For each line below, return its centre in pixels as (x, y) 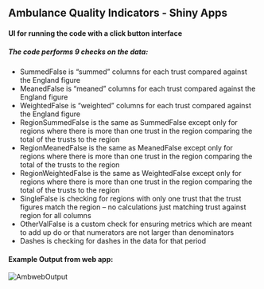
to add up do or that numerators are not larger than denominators (127, 232)
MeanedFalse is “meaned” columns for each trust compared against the (138, 88)
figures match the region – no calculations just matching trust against (133, 207)
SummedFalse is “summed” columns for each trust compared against (134, 72)
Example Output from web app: (61, 259)
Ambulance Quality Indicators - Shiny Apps (118, 13)
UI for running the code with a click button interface (95, 33)
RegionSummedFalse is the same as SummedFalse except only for (129, 122)
